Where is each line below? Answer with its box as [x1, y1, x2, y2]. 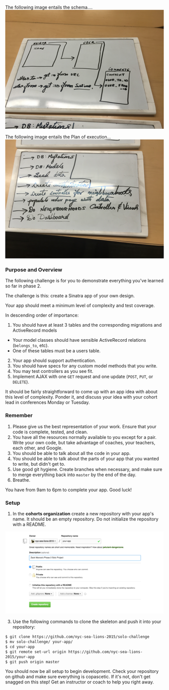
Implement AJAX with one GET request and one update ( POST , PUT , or [12, 373, 153, 379]
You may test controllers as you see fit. [12, 368, 94, 374]
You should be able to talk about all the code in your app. [12, 450, 131, 456]
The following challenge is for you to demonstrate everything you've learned [5, 278, 164, 284]
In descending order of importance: [5, 312, 79, 319]
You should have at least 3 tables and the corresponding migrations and [12, 322, 162, 328]
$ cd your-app [5, 644, 35, 650]
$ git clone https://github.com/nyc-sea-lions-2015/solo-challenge [5, 634, 150, 640]
